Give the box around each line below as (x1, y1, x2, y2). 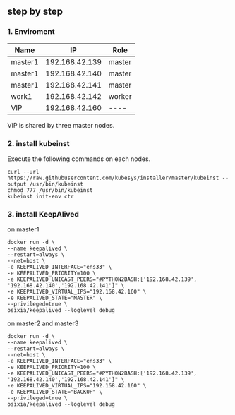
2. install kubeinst (7, 138, 70, 148)
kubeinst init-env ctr (7, 193, 74, 200)
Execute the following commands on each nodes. (7, 155, 151, 163)
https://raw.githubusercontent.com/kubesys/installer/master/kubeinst (7, 174, 219, 181)
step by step (7, 6, 64, 18)
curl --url (7, 168, 40, 175)
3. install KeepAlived (7, 209, 80, 219)
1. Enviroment (7, 27, 55, 37)
